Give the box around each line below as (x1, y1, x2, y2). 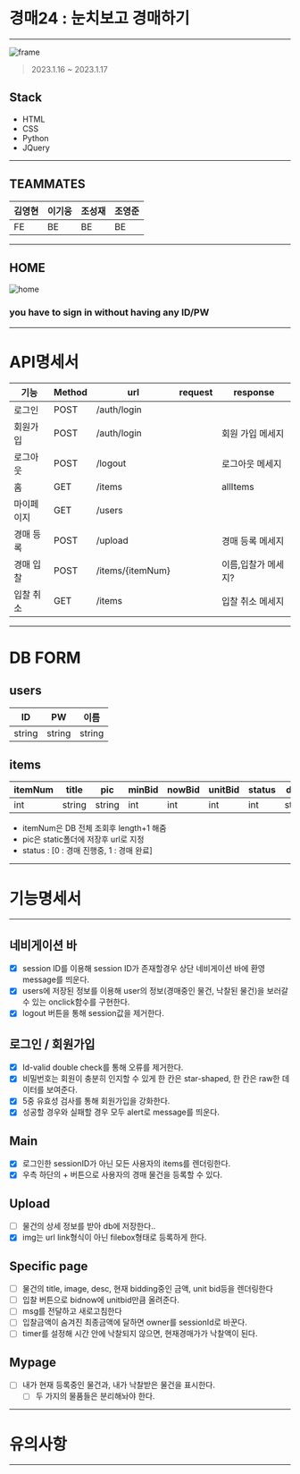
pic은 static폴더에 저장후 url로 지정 (21, 834, 145, 845)
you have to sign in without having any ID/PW (9, 306, 210, 318)
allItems (221, 480, 254, 493)
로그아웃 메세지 (221, 457, 282, 470)
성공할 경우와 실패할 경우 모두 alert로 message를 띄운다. (21, 1106, 221, 1118)
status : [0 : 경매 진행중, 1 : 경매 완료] (21, 845, 154, 856)
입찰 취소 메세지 (221, 595, 285, 607)
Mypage (9, 1354, 56, 1369)
